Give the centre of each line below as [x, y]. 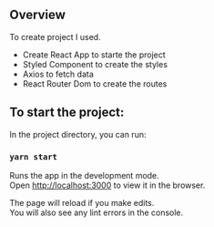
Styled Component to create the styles [95, 64]
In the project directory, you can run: [78, 134]
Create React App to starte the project [94, 55]
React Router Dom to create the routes [95, 83]
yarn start [33, 157]
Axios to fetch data [58, 74]
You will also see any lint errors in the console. [97, 212]
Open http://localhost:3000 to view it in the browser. [107, 185]
